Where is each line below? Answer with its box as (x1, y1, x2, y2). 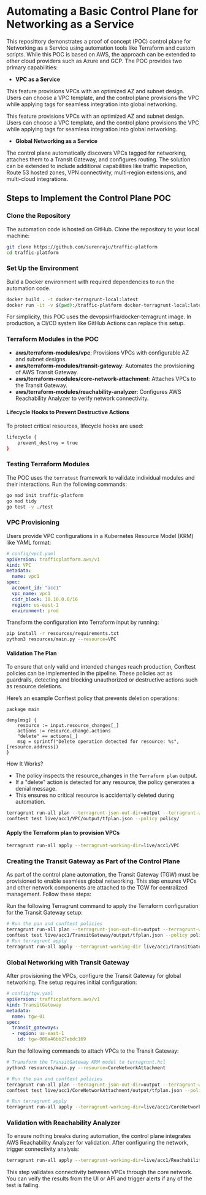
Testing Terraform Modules (6, 460, 90, 469)
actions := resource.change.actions (17, 728, 112, 734)
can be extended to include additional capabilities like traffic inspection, (6, 162, 188, 169)
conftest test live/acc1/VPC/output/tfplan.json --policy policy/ (6, 816, 180, 822)
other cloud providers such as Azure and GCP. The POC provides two (6, 57, 182, 64)
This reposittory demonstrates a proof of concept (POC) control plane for (6, 37, 191, 45)
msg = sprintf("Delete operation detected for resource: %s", (17, 739, 180, 745)
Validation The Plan (6, 649, 57, 657)
